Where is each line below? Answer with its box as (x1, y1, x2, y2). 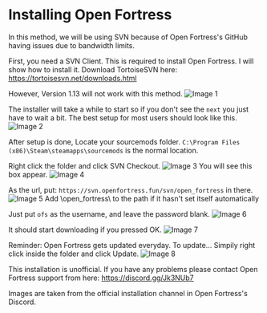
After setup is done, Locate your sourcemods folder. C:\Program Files (8, 136, 241, 146)
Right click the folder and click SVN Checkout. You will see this (8, 161, 253, 170)
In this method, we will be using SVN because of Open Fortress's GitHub (8, 32, 249, 42)
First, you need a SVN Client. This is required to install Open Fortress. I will (8, 56, 254, 66)
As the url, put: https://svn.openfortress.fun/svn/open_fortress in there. (8, 185, 253, 194)
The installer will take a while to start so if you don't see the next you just (8, 104, 249, 114)
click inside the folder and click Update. (8, 249, 140, 258)
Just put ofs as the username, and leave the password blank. (8, 209, 210, 218)
